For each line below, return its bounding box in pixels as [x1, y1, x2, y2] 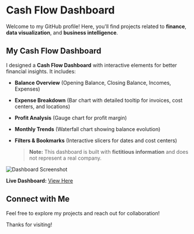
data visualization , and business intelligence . [6, 29, 119, 36]
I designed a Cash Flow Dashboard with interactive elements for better [6, 61, 177, 68]
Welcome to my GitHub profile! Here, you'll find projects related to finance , [6, 23, 187, 30]
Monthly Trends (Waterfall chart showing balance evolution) [14, 125, 161, 132]
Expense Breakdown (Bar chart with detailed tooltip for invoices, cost [14, 97, 183, 104]
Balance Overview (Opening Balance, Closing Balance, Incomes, [14, 79, 171, 86]
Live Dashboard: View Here [6, 177, 73, 184]
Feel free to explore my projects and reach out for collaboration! [6, 209, 160, 216]
